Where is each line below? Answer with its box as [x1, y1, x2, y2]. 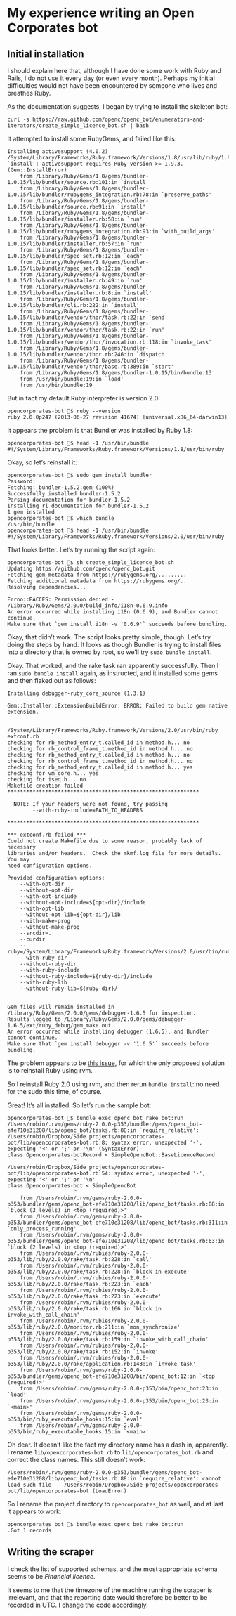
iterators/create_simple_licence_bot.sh [7, 122, 128, 129]
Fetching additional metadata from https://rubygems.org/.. [7, 578, 188, 585]
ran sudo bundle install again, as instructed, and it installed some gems [7, 669, 218, 677]
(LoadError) [92, 1487, 128, 1494]
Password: [7, 478, 37, 485]
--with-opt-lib [20, 905, 65, 912]
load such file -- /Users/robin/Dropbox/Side [7, 1481, 143, 1488]
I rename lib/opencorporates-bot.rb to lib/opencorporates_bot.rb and [7, 1448, 214, 1456]
